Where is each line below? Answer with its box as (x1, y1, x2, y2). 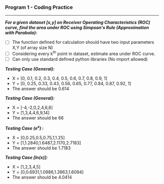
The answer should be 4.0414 (12, 174, 72, 180)
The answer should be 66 (12, 115, 64, 121)
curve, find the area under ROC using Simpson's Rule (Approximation (5, 25, 149, 31)
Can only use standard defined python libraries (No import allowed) (12, 56, 148, 62)
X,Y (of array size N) (12, 45, 53, 51)
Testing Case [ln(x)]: (5, 154, 48, 160)
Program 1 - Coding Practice (5, 4, 73, 11)
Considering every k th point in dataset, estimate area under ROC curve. (12, 50, 155, 57)
